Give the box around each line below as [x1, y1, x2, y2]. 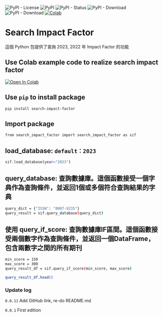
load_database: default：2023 [5, 146, 96, 155]
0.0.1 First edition [5, 307, 41, 313]
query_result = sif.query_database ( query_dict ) [5, 211, 104, 216]
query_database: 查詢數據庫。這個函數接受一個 [5, 174, 149, 183]
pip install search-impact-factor [5, 106, 76, 111]
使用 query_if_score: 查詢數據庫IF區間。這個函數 [5, 225, 152, 234]
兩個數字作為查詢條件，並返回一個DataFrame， [11, 234, 155, 243]
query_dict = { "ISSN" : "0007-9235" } [5, 206, 80, 211]
